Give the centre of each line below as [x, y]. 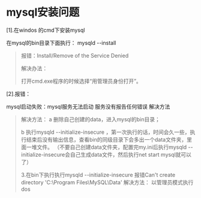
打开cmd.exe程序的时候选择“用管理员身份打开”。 [81, 81]
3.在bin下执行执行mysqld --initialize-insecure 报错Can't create [98, 175]
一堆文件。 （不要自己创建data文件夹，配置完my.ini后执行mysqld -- [109, 147]
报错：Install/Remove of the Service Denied [75, 55]
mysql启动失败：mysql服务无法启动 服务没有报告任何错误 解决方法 [88, 106]
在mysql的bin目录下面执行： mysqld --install [61, 43]
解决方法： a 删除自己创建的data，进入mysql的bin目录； [90, 119]
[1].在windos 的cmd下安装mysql [46, 30]
